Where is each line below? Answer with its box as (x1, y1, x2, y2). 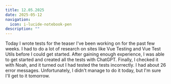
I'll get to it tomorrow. (5, 73, 50, 79)
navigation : (5, 17, 31, 22)
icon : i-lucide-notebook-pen (10, 21, 72, 27)
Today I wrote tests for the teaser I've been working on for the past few (5, 40, 155, 46)
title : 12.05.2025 (5, 7, 44, 13)
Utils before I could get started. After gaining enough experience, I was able (5, 51, 165, 58)
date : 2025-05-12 (5, 12, 42, 17)
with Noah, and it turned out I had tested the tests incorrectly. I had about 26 (5, 62, 166, 68)
